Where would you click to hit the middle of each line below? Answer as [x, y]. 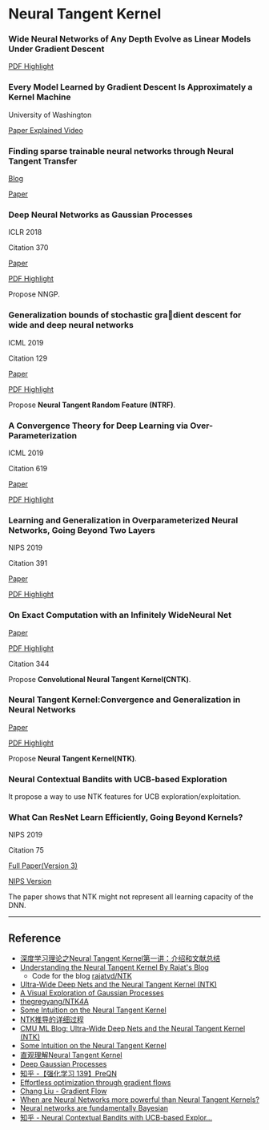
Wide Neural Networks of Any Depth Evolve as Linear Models [130, 39]
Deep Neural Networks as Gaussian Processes [101, 215]
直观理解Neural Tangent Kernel [71, 1055]
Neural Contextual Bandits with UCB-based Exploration [118, 779]
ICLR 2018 [25, 232]
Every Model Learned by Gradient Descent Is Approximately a [130, 87]
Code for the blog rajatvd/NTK [82, 976]
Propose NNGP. [34, 294]
